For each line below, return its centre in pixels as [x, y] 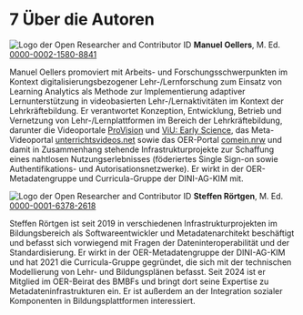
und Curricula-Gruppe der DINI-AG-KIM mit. [161, 178]
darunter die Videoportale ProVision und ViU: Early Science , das [130, 130]
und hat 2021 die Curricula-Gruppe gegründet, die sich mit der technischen [151, 262]
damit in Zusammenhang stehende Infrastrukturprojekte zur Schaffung [142, 149]
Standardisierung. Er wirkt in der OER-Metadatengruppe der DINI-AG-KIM [147, 252]
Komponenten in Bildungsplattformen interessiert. [102, 300]
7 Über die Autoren [82, 20]
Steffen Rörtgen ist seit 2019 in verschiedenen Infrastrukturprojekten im [143, 223]
